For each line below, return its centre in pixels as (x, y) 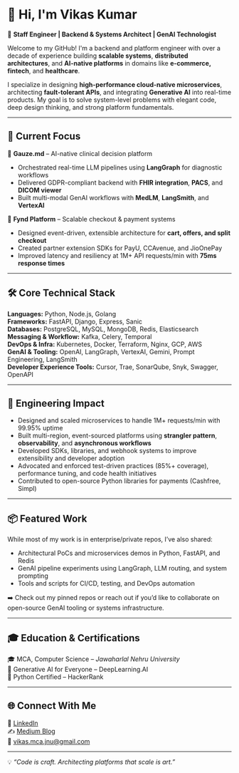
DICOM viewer (39, 190)
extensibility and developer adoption (71, 458)
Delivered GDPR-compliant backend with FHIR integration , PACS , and (120, 182)
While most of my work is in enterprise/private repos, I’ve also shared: (110, 539)
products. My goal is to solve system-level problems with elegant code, (112, 100)
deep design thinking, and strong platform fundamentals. (91, 107)
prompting (33, 576)
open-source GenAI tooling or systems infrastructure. (86, 608)
